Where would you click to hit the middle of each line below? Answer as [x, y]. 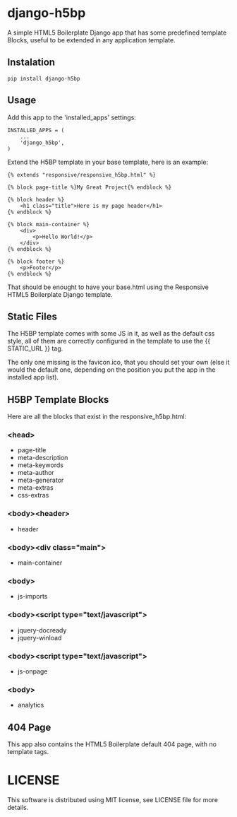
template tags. [28, 752]
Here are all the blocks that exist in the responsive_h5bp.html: [97, 417]
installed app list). [33, 377]
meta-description [43, 458]
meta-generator [41, 480]
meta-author [36, 473]
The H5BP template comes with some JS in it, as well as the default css [111, 334]
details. [18, 808]
